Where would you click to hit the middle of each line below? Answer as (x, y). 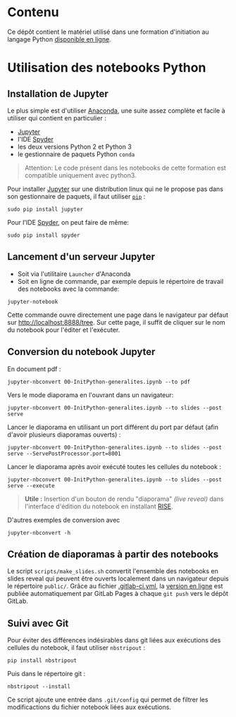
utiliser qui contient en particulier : (57, 118)
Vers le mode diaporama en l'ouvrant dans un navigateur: (91, 394)
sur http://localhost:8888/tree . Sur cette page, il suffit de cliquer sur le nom (116, 322)
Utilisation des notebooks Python (107, 68)
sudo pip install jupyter (45, 209)
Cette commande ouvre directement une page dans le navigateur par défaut (118, 315)
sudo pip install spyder (44, 235)
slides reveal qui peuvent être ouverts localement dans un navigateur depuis (118, 579)
